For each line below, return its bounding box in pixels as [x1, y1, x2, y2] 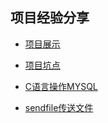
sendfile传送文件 [24, 101, 94, 113]
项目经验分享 [10, 9, 90, 27]
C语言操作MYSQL [24, 80, 98, 92]
